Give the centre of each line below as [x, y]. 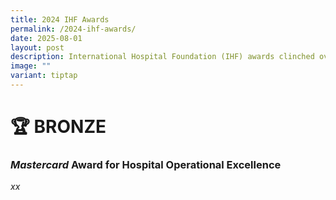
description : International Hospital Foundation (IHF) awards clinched [162, 57]
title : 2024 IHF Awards [60, 19]
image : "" [31, 66]
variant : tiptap [44, 76]
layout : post [37, 47]
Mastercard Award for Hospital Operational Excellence [146, 164]
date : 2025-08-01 [46, 38]
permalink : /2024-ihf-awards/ [73, 29]
